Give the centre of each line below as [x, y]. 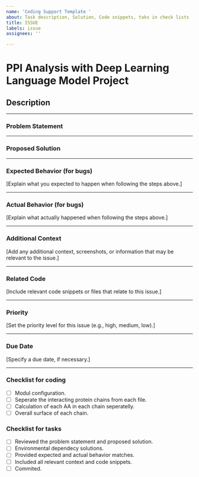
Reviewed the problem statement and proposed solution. [84, 441]
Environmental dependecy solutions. [59, 449]
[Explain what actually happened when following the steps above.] [87, 217]
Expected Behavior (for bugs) [49, 171]
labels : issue [24, 28]
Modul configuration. [40, 393]
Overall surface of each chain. [52, 413]
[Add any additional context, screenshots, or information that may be [90, 251]
